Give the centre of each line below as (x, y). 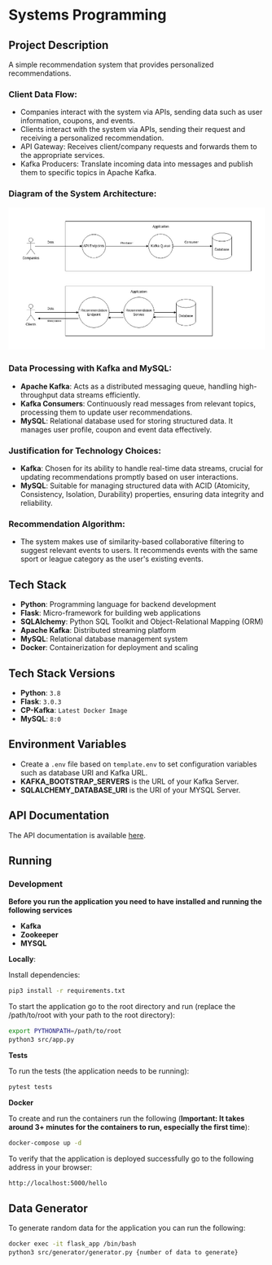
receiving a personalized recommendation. (92, 138)
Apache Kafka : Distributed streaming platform (98, 630)
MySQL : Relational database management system (104, 639)
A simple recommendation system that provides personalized (111, 64)
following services (41, 911)
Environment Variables (68, 744)
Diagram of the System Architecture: (83, 194)
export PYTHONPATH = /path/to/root (65, 1031)
